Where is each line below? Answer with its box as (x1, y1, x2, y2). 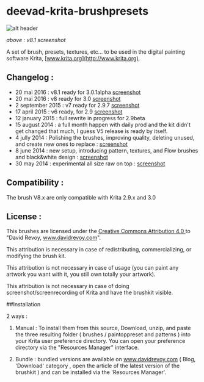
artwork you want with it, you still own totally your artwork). (6, 270, 156, 278)
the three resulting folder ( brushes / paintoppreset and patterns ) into (15, 331, 191, 338)
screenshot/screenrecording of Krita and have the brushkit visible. (6, 289, 173, 297)
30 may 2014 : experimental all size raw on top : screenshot (15, 160, 166, 167)
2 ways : (6, 312, 27, 320)
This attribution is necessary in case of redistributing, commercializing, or (6, 246, 192, 253)
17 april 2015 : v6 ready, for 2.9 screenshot (15, 108, 123, 115)
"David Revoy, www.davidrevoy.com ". (6, 234, 101, 242)
